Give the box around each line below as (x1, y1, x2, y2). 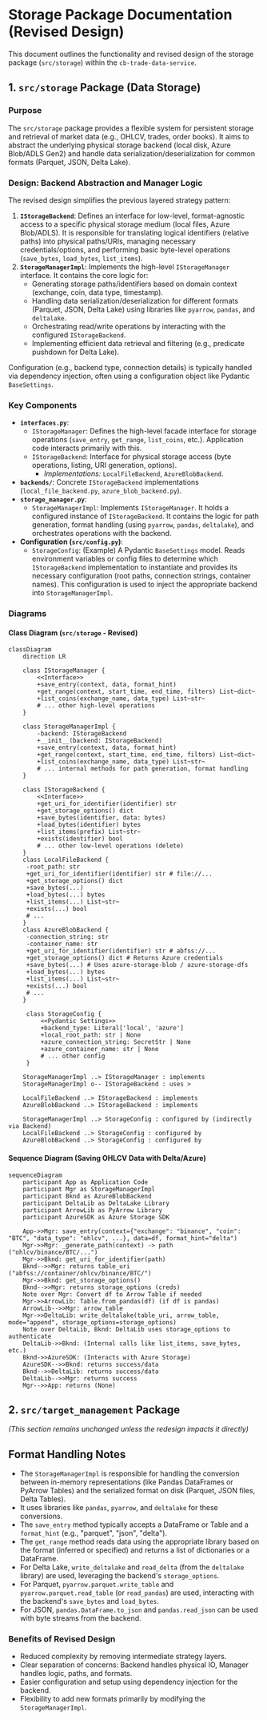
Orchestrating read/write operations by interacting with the (31, 321, 226, 331)
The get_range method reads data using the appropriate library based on (19, 1537, 260, 1547)
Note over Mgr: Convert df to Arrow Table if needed (22, 1290, 202, 1299)
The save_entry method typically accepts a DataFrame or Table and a (19, 1520, 249, 1529)
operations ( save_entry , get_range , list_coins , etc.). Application (31, 435, 244, 445)
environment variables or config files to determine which (31, 554, 218, 564)
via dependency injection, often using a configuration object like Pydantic (8, 371, 250, 381)
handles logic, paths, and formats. (19, 1669, 133, 1678)
